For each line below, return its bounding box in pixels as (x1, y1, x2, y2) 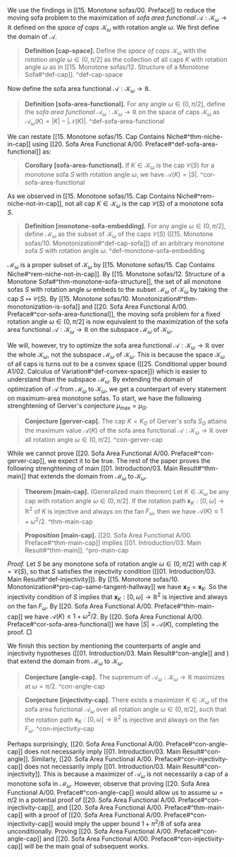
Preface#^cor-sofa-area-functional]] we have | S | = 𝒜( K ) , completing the (7, 620, 219, 629)
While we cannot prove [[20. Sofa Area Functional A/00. (7, 449, 170, 457)
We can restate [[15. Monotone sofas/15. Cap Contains (7, 132, 166, 140)
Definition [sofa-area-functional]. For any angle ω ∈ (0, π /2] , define (24, 100, 225, 109)
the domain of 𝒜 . (7, 32, 58, 41)
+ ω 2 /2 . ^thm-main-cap (24, 516, 93, 526)
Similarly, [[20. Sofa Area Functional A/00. (31, 754, 154, 763)
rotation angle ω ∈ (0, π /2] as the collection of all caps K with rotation (24, 56, 228, 64)
